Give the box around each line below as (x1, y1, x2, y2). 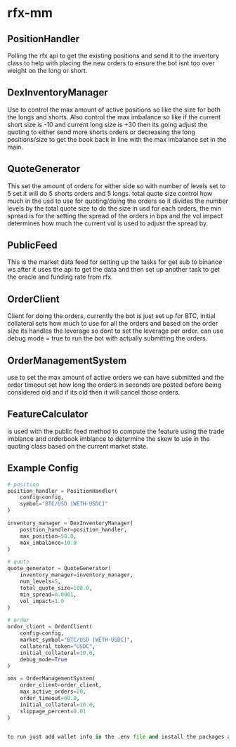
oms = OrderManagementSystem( (7, 675, 96, 682)
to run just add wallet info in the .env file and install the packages (7, 733, 225, 740)
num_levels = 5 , (20, 578, 61, 586)
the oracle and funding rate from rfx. (7, 272, 113, 282)
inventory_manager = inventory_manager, (20, 571, 133, 579)
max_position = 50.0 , (20, 532, 77, 540)
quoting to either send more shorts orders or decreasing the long (7, 128, 195, 136)
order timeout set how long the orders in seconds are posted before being (7, 381, 222, 389)
